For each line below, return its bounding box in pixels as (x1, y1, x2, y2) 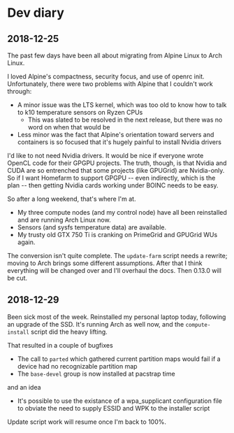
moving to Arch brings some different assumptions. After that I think (7, 259, 203, 267)
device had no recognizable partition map (17, 362, 138, 370)
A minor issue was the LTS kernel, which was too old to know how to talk (17, 101, 227, 109)
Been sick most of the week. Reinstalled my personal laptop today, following (7, 313, 226, 321)
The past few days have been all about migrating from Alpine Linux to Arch (7, 51, 222, 59)
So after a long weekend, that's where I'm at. (7, 194, 136, 203)
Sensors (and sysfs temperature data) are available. (17, 223, 167, 232)
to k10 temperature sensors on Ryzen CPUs (17, 108, 143, 116)
